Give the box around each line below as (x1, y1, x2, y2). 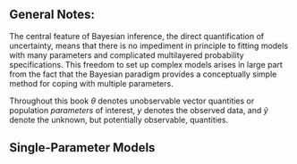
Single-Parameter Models (9, 140, 156, 155)
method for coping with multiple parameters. (9, 78, 174, 88)
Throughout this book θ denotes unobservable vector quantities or (9, 95, 255, 106)
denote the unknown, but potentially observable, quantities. (9, 114, 229, 125)
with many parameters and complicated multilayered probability (9, 49, 244, 61)
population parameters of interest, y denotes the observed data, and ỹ (9, 104, 268, 115)
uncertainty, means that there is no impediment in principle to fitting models (9, 40, 289, 51)
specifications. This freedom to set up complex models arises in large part (9, 59, 284, 70)
